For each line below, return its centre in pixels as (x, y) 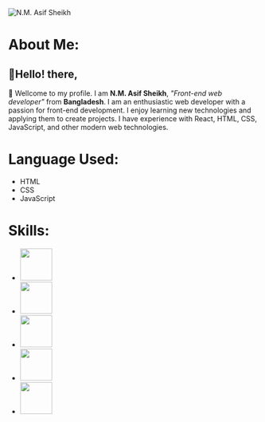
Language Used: (64, 160)
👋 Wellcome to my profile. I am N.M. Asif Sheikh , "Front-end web (115, 93)
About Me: (44, 45)
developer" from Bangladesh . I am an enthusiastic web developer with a (127, 102)
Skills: (29, 231)
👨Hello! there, (43, 74)
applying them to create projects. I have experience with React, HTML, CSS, (132, 118)
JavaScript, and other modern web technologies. (88, 127)
